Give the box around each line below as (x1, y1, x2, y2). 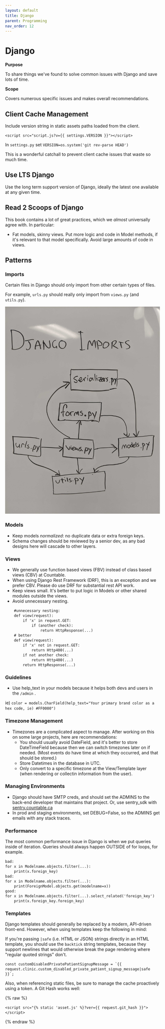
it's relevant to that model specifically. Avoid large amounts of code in (12, 237, 153, 243)
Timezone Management (5, 717, 63, 724)
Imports (5, 271, 25, 278)
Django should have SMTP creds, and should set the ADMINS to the (12, 794, 150, 800)
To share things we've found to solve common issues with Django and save (5, 71, 158, 77)
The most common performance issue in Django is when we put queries (5, 839, 151, 845)
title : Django (5, 13, 34, 18)
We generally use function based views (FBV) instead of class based (12, 567, 152, 572)
